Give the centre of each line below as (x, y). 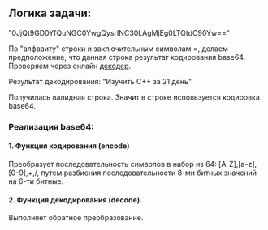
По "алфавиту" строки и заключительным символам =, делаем (119, 49)
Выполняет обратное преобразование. (76, 218)
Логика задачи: (50, 13)
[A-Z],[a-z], (238, 164)
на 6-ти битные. (36, 181)
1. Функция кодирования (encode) (69, 146)
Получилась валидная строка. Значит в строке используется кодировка (134, 97)
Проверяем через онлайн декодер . (70, 66)
